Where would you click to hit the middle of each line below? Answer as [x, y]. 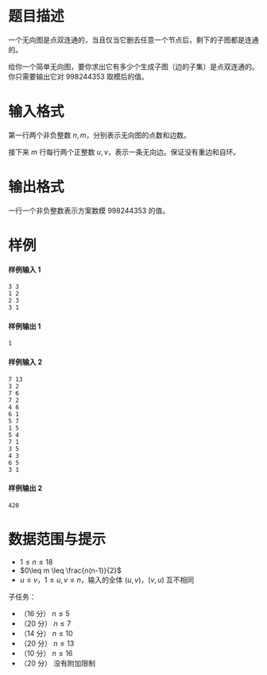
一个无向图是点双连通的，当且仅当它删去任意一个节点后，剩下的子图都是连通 [133, 40]
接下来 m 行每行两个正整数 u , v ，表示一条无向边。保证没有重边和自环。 [124, 152]
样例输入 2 [25, 362]
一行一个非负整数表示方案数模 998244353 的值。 [89, 210]
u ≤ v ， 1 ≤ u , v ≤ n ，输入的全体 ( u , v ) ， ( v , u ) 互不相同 [107, 580]
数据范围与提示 [57, 539]
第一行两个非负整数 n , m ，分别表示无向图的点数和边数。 [99, 135]
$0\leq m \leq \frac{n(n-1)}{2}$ [70, 570]
